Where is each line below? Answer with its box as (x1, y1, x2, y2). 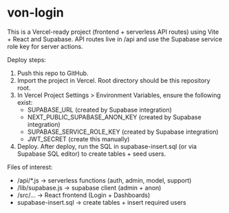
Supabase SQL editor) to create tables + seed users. (17, 150, 166, 158)
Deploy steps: (7, 55, 47, 63)
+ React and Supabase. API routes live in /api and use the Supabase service (7, 34, 222, 43)
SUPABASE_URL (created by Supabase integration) (27, 105, 172, 114)
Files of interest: (7, 163, 53, 171)
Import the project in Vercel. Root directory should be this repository (17, 76, 211, 84)
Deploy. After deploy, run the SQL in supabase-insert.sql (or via (17, 142, 197, 150)
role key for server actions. (7, 42, 84, 50)
